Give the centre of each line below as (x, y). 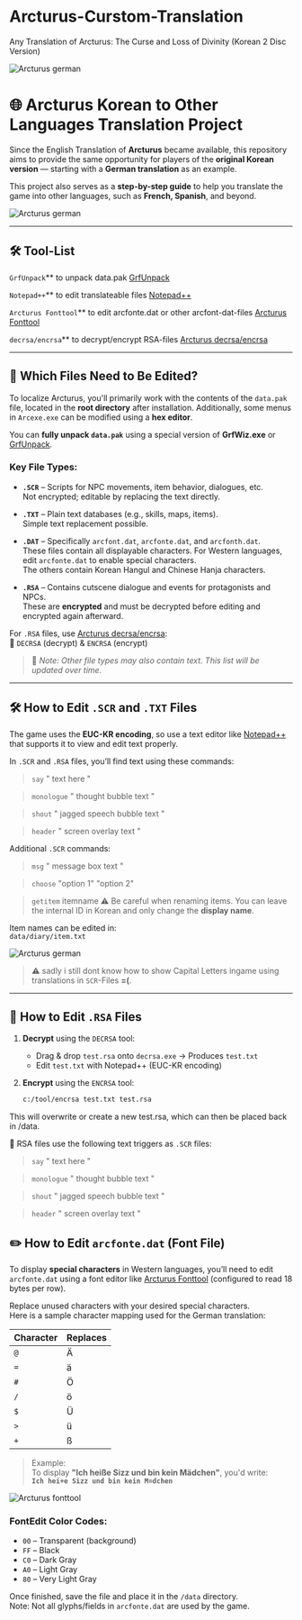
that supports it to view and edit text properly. (93, 743)
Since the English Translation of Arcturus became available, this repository (148, 150)
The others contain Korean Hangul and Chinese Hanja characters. (144, 569)
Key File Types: (44, 468)
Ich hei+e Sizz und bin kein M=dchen (102, 1481)
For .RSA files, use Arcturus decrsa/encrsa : (89, 633)
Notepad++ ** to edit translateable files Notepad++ (100, 295)
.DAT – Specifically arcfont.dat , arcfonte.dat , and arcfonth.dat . (141, 541)
